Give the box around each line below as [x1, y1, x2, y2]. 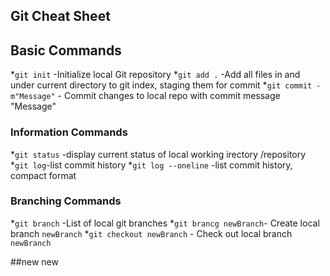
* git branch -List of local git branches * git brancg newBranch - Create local [10, 217, 320, 229]
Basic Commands [10, 42, 122, 59]
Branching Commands [10, 194, 122, 208]
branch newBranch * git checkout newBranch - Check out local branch [10, 227, 293, 239]
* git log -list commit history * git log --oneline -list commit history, [10, 159, 293, 171]
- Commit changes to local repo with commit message [57, 90, 281, 102]
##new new [10, 255, 59, 268]
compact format [10, 169, 77, 181]
